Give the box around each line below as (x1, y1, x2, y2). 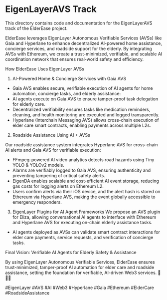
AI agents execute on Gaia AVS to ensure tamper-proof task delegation (12, 96, 159, 102)
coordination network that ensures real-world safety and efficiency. (5, 56, 144, 62)
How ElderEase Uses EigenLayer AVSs (5, 66, 85, 72)
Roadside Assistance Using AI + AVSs (12, 132, 91, 138)
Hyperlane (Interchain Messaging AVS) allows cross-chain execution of (12, 117, 159, 123)
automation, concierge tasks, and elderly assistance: (12, 90, 121, 96)
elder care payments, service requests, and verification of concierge (12, 234, 154, 240)
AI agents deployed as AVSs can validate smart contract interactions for (12, 229, 161, 235)
